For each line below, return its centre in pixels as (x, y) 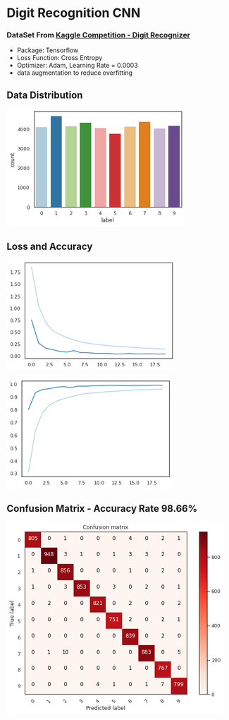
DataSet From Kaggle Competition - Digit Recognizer (99, 35)
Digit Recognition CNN (74, 13)
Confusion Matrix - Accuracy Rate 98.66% (102, 509)
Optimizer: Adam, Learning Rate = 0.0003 (77, 66)
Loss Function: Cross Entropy (60, 58)
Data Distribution (45, 95)
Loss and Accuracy (50, 246)
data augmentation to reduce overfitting (75, 73)
